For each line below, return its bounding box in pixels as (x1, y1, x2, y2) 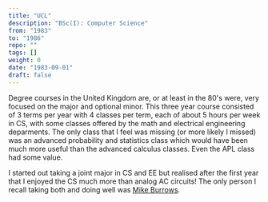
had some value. (8, 152, 63, 162)
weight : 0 (8, 57, 42, 65)
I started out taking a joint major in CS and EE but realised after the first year (8, 168, 259, 177)
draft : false (8, 71, 52, 79)
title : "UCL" (8, 11, 52, 20)
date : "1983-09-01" (8, 64, 74, 72)
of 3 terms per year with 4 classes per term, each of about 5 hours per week (8, 109, 261, 120)
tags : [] (8, 49, 38, 57)
